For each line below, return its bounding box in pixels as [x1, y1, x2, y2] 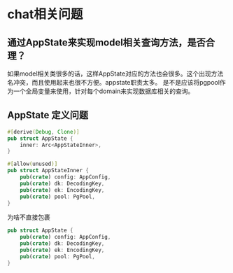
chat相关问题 [7, 6, 83, 22]
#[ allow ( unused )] [7, 160, 58, 168]
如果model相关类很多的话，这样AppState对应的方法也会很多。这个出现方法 [7, 69, 224, 78]
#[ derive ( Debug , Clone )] [7, 128, 80, 135]
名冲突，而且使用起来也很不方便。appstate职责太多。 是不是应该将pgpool [7, 78, 220, 86]
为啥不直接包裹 [7, 213, 50, 221]
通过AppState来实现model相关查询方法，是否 [7, 36, 206, 48]
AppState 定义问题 [7, 109, 89, 121]
